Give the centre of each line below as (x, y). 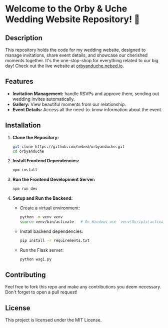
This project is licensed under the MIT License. (53, 320)
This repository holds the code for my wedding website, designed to (75, 50)
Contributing (25, 275)
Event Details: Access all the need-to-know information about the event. (87, 109)
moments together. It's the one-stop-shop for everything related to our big (82, 60)
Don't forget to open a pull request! (41, 292)
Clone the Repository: (35, 137)
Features (19, 81)
